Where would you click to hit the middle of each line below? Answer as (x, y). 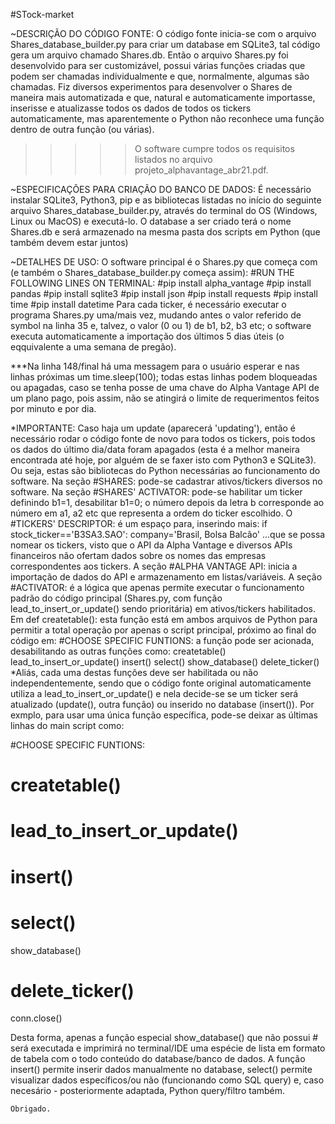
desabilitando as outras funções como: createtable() (118, 651)
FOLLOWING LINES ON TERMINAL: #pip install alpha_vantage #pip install (161, 283)
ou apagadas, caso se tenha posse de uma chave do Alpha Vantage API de (165, 387)
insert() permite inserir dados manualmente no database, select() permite (161, 1070)
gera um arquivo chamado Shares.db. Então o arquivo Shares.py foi (149, 55)
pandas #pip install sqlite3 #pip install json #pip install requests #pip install (164, 293)
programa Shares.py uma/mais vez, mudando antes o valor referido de (156, 315)
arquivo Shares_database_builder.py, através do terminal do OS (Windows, (164, 210)
